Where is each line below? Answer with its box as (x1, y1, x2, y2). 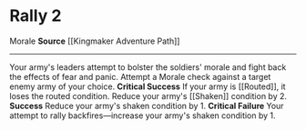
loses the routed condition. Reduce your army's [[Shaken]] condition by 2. (9, 90, 288, 101)
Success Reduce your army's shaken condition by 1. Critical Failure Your (9, 100, 284, 111)
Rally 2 (9, 5, 62, 26)
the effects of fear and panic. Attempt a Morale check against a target (9, 71, 271, 82)
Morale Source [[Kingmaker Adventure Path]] (9, 35, 180, 46)
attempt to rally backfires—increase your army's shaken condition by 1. (9, 110, 276, 121)
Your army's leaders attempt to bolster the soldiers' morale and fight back (9, 61, 287, 73)
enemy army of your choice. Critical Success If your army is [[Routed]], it (9, 81, 286, 92)
